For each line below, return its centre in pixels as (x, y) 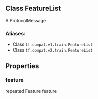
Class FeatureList (33, 8)
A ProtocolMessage (26, 20)
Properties (22, 66)
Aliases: (16, 33)
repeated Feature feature (31, 91)
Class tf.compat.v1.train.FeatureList (53, 44)
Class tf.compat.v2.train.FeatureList (53, 50)
